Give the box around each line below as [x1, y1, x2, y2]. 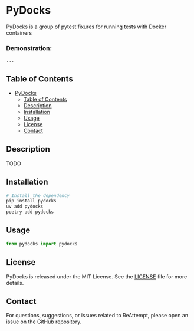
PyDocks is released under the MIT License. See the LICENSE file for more [6, 273, 188, 280]
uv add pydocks [6, 204, 44, 209]
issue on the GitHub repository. [6, 318, 82, 325]
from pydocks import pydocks [6, 241, 78, 247]
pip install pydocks [6, 198, 57, 204]
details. [6, 279, 24, 286]
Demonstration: [6, 44, 52, 52]
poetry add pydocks [6, 209, 54, 215]
